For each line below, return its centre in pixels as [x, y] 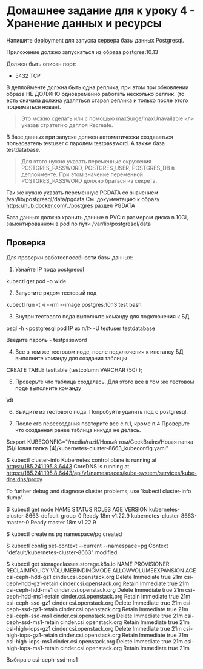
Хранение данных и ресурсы [84, 23]
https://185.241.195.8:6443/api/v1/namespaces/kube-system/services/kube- [101, 473]
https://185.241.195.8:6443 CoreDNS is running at [68, 466]
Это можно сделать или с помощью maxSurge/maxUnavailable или [107, 118]
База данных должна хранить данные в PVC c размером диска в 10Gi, [97, 217]
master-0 [18, 522]
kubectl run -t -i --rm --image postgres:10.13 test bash [74, 304]
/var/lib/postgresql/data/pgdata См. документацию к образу [83, 199]
